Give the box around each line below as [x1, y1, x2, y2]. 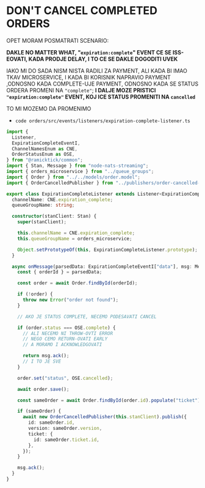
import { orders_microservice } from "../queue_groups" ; [6, 169, 154, 175]
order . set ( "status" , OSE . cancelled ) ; [17, 375, 113, 381]
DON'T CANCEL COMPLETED [6, 4, 157, 18]
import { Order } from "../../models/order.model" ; [6, 174, 140, 180]
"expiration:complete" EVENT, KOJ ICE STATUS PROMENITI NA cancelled [6, 93, 196, 100]
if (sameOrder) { [17, 408, 62, 415]
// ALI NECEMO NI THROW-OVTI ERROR [22, 330, 113, 336]
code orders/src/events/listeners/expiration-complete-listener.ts [15, 117, 190, 124]
